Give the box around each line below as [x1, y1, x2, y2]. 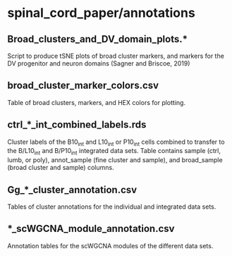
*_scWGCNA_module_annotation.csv [7, 223, 175, 235]
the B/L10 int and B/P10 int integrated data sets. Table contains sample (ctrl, [7, 147, 221, 157]
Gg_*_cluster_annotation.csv [7, 183, 138, 195]
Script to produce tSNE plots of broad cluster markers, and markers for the [7, 51, 224, 60]
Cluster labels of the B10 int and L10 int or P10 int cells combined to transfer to [7, 138, 225, 147]
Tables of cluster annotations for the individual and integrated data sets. [7, 202, 216, 211]
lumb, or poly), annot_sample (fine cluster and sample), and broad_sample [7, 156, 224, 164]
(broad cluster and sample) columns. [7, 164, 114, 172]
